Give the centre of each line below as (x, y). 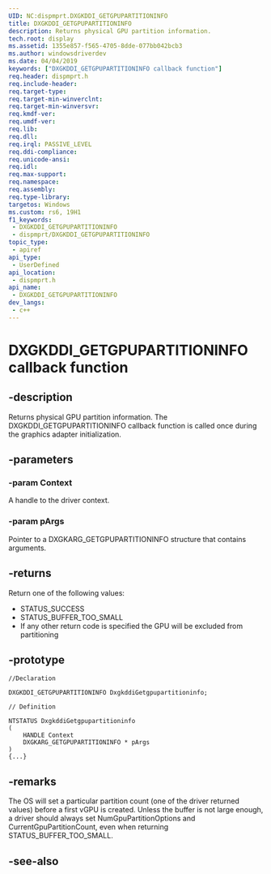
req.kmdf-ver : (32, 114)
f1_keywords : (30, 220)
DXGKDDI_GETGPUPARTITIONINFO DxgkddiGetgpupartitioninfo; (108, 693)
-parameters (41, 460)
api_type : (25, 257)
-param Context (40, 483)
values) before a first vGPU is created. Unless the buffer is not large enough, (136, 810)
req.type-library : (39, 197)
